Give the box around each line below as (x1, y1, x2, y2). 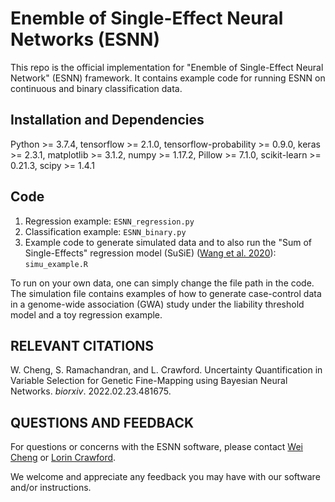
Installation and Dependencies (10, 112, 205, 129)
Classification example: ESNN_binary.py (24, 225, 187, 237)
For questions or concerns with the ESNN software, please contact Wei (10, 441, 303, 453)
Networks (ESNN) (10, 28, 160, 51)
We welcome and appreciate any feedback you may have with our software (10, 471, 321, 483)
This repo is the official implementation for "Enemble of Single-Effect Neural (10, 61, 324, 73)
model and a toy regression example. (10, 308, 163, 321)
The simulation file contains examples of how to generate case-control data (10, 287, 322, 299)
